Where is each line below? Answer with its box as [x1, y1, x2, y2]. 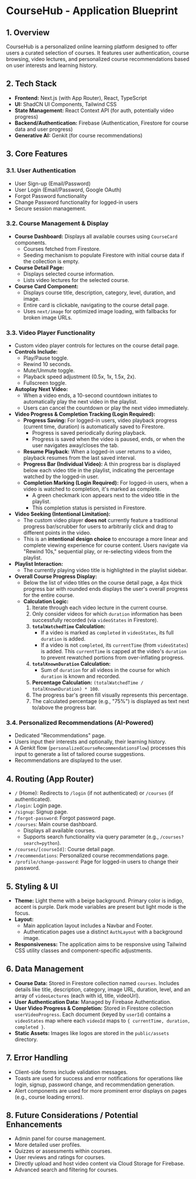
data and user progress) [14, 125, 73, 133]
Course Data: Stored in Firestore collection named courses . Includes [14, 979, 180, 986]
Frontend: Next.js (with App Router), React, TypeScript [14, 94, 147, 101]
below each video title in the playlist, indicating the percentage [23, 467, 174, 474]
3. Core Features [6, 149, 68, 159]
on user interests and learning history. [6, 62, 98, 69]
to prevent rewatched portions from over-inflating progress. [40, 654, 185, 661]
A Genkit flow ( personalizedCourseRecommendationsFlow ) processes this [14, 744, 186, 751]
